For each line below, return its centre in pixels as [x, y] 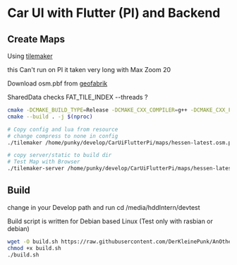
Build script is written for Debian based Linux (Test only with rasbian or [110, 221]
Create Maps [36, 39]
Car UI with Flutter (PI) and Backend [114, 13]
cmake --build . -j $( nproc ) [50, 117]
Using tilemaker [30, 56]
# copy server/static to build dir [60, 155]
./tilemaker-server [36, 169]
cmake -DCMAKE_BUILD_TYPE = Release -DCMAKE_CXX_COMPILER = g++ [98, 110]
